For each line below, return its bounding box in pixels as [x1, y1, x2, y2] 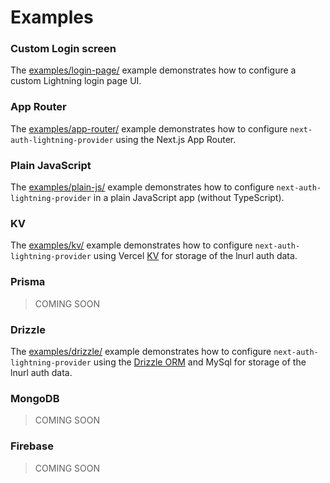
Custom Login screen [10, 42, 117, 56]
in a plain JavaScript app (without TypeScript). [93, 192, 285, 204]
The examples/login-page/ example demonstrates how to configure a [10, 64, 297, 76]
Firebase [10, 439, 54, 453]
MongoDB [10, 391, 60, 405]
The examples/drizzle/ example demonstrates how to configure [10, 345, 272, 357]
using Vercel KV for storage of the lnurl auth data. [93, 250, 298, 262]
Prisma [10, 275, 46, 289]
